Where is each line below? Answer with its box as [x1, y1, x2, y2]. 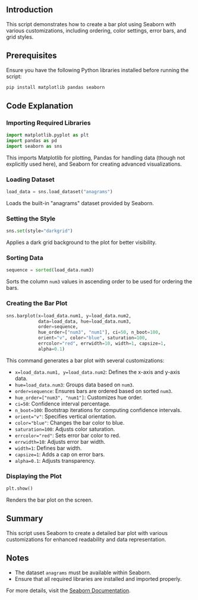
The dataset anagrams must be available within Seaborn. [14, 569, 152, 576]
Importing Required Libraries [6, 119, 91, 127]
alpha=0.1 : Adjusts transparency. [14, 457, 96, 464]
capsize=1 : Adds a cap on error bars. [14, 450, 105, 458]
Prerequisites [6, 51, 57, 61]
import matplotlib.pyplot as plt [6, 132, 89, 138]
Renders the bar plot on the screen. [6, 496, 93, 503]
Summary [6, 514, 43, 524]
